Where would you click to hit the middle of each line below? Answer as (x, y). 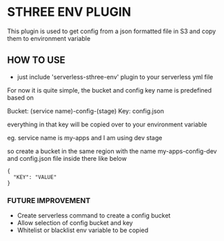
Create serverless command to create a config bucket (94, 215)
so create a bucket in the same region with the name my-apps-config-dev (112, 151)
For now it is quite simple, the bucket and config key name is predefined (110, 90)
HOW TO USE (36, 60)
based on (21, 97)
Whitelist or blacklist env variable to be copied (83, 230)
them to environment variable (49, 38)
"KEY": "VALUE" (35, 177)
